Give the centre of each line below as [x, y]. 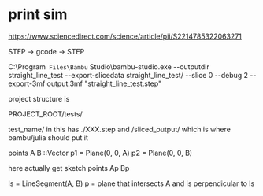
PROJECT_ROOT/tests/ [45, 114]
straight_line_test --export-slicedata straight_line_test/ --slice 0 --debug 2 [128, 75]
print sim [38, 15]
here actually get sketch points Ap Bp [69, 168]
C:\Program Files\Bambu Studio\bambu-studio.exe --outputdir [109, 67]
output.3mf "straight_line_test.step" [104, 83]
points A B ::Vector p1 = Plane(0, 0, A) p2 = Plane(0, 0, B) [100, 153]
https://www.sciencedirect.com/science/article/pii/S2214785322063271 [125, 36]
